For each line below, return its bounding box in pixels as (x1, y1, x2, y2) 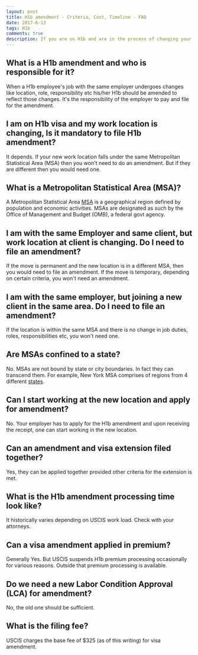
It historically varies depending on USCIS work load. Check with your (6, 517, 174, 524)
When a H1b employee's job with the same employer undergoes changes (6, 83, 184, 90)
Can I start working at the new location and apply (6, 395, 191, 405)
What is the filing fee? (6, 621, 89, 631)
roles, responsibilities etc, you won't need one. (6, 332, 120, 340)
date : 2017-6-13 (6, 20, 46, 25)
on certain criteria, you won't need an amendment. (6, 275, 129, 282)
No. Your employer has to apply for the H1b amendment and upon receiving (6, 420, 190, 427)
